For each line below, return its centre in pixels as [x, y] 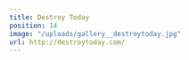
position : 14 [33, 26]
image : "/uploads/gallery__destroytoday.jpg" [95, 34]
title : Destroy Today [49, 17]
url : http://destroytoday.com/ [67, 42]
